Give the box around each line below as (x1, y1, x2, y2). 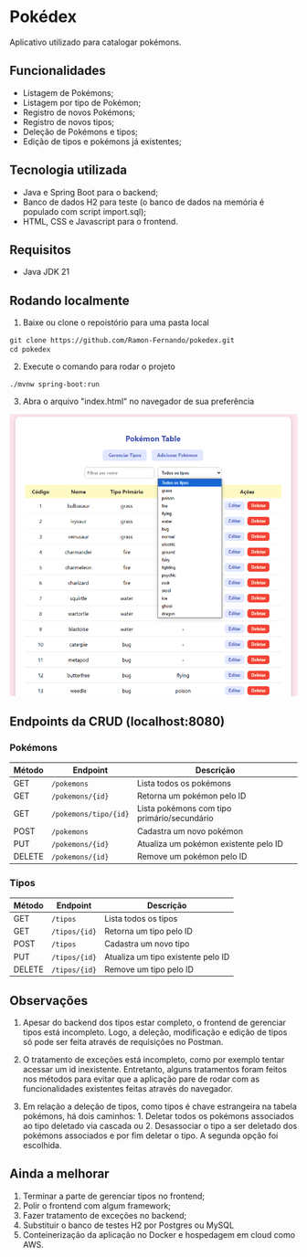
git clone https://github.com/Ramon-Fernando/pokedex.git (9, 336, 235, 345)
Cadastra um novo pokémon (136, 825, 244, 837)
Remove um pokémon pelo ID (136, 851, 248, 862)
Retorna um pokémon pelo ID (136, 790, 247, 801)
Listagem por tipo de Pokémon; (22, 97, 142, 108)
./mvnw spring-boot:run (9, 380, 101, 389)
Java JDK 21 (22, 267, 70, 278)
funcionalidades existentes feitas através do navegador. (22, 1083, 233, 1094)
